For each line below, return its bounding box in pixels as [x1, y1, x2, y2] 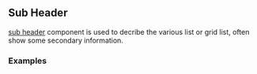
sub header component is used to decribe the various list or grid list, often [8, 27, 250, 36]
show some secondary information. [8, 35, 124, 45]
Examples [8, 55, 47, 66]
